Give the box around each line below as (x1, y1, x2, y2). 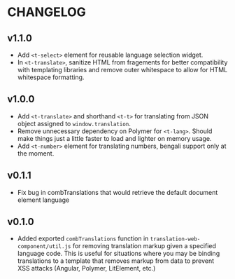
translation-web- (150, 236, 201, 243)
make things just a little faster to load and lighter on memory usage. (17, 134, 212, 142)
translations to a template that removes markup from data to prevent (17, 257, 215, 265)
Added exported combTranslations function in (17, 234, 149, 243)
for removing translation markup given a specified (72, 242, 217, 250)
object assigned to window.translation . (17, 119, 131, 128)
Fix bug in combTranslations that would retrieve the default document (17, 188, 218, 196)
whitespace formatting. (17, 73, 85, 81)
